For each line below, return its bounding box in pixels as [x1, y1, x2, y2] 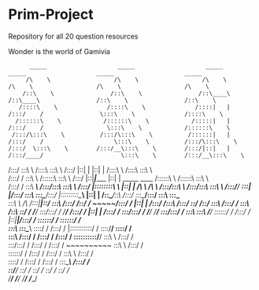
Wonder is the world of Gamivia [8, 46, 110, 56]
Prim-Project [8, 6, 94, 24]
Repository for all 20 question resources [8, 31, 139, 41]
